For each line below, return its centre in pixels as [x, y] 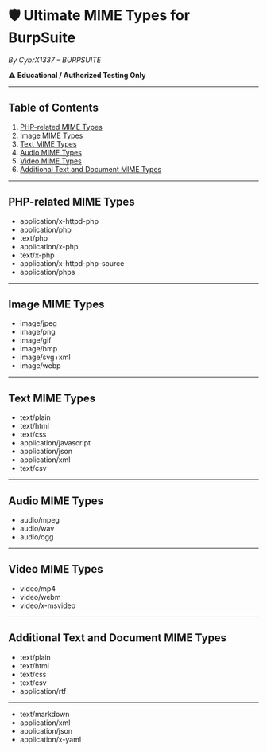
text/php [34, 238]
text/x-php [37, 255]
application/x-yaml [50, 739]
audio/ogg [37, 537]
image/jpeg [38, 323]
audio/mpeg [39, 520]
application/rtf [43, 691]
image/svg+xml [45, 357]
